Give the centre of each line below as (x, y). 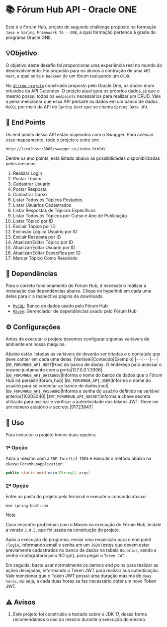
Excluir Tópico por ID (34, 226)
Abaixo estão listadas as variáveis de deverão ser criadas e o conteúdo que (83, 354)
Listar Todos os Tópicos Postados (47, 200)
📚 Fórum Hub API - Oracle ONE (71, 10)
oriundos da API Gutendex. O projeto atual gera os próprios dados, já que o (83, 91)
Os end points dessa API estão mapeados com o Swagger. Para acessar (80, 134)
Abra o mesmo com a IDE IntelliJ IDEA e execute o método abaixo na (79, 459)
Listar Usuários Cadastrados (42, 205)
